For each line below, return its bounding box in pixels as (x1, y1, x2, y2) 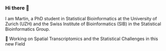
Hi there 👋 (5, 4, 30, 11)
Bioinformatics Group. (5, 26, 50, 32)
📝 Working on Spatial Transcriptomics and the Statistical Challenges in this (5, 36, 159, 42)
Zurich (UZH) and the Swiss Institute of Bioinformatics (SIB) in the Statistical (5, 21, 161, 27)
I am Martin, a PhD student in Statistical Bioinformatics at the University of (5, 16, 157, 22)
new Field (5, 41, 25, 47)
